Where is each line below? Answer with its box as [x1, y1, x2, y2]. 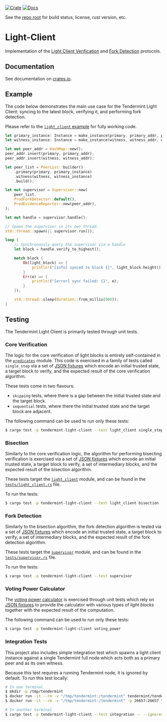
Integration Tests [5, 638, 47, 645]
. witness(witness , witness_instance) [14, 174, 92, 179]
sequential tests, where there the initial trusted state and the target [12, 403, 150, 409]
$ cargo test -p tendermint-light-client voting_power [5, 626, 121, 632]
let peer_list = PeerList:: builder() [5, 164, 83, 170]
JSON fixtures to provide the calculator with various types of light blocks [5, 602, 154, 608]
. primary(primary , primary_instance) [14, 169, 92, 174]
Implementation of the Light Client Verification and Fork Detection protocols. [5, 48, 162, 54]
